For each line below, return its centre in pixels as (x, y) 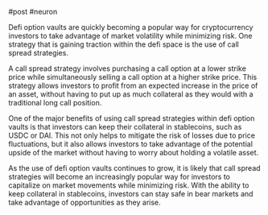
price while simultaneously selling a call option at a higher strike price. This (133, 77)
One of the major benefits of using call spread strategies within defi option (132, 118)
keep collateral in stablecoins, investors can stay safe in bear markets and (131, 194)
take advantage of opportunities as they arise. (85, 202)
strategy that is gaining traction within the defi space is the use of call (124, 44)
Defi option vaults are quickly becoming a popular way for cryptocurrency (131, 27)
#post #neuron (33, 12)
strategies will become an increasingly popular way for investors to (120, 177)
